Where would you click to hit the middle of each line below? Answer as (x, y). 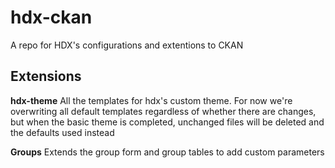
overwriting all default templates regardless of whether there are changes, (163, 111)
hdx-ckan (51, 17)
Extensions (46, 76)
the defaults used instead (62, 132)
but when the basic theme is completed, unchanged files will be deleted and (167, 122)
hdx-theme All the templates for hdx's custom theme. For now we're (151, 100)
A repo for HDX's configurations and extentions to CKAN (127, 45)
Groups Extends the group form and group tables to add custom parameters (167, 152)
